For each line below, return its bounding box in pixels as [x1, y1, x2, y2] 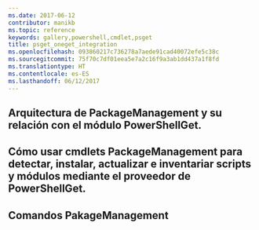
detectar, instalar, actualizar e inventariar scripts [8, 158, 251, 171]
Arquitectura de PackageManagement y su [8, 106, 222, 119]
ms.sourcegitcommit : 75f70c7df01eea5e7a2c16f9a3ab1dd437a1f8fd [8, 56, 220, 64]
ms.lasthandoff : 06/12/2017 [8, 77, 100, 85]
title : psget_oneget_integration [8, 41, 118, 49]
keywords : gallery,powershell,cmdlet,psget [8, 33, 153, 42]
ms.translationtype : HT [8, 63, 86, 71]
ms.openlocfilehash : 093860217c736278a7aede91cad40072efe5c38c [8, 48, 220, 56]
